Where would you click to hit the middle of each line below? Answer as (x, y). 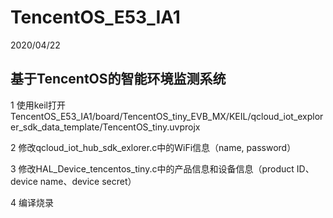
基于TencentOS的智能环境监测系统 (118, 79)
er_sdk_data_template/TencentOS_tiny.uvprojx (105, 127)
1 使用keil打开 (38, 105)
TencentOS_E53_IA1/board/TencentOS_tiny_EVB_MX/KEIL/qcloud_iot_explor (167, 116)
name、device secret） (88, 181)
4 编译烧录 (32, 202)
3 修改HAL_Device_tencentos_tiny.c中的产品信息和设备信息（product (152, 168)
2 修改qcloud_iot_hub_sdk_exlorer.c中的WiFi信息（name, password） (153, 147)
